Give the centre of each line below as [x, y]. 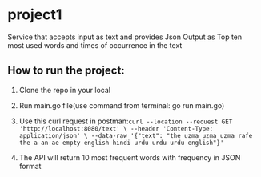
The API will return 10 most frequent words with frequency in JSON [130, 157]
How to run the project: [66, 71]
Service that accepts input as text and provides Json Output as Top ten [125, 37]
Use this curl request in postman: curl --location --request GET [126, 121]
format [30, 166]
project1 [35, 15]
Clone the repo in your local [65, 90]
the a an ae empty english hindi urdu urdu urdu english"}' [121, 143]
